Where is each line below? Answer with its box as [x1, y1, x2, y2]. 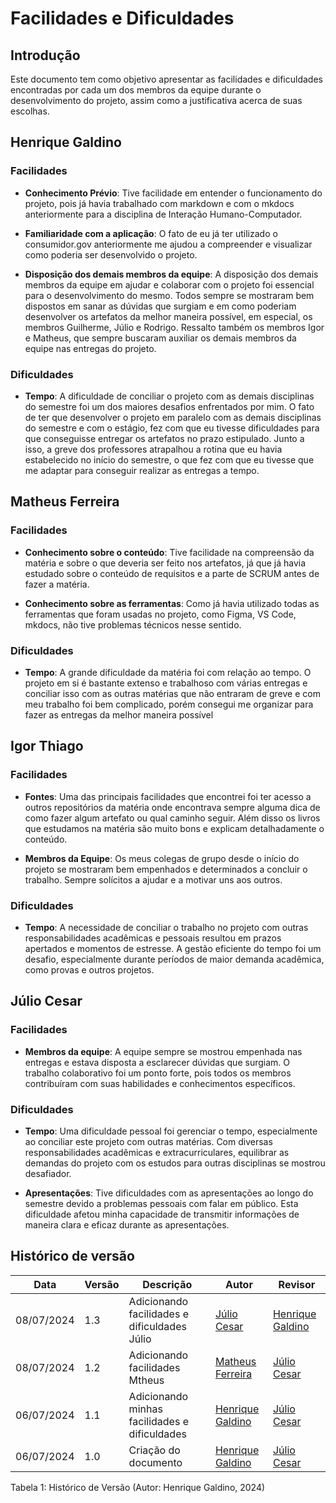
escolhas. [10, 105, 50, 117]
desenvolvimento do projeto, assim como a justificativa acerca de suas [10, 95, 303, 106]
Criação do [128, 1443, 181, 1457]
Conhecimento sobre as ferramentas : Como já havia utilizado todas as [24, 597, 320, 609]
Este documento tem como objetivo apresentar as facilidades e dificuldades [10, 73, 323, 85]
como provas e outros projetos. [24, 963, 155, 976]
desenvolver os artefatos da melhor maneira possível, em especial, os [24, 310, 313, 322]
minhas [128, 1402, 163, 1416]
